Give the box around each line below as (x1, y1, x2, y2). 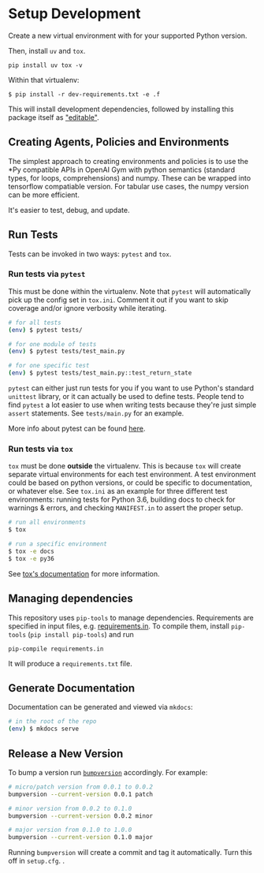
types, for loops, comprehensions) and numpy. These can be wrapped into (8, 173, 251, 182)
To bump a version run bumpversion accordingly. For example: (8, 767, 208, 777)
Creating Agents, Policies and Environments (8, 136, 230, 149)
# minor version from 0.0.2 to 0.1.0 (8, 804, 132, 812)
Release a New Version (8, 747, 124, 760)
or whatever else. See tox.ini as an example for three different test (8, 487, 228, 496)
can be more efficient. (8, 190, 80, 200)
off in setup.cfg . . (8, 856, 65, 866)
